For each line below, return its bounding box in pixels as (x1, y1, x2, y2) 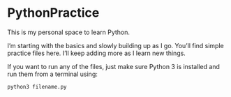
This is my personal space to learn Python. (7, 28, 131, 36)
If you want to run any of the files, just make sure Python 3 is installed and (7, 62, 220, 70)
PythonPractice (7, 5, 100, 21)
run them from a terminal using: (7, 70, 98, 78)
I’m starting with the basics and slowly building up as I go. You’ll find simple (7, 41, 225, 50)
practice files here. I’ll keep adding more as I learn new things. (7, 49, 186, 57)
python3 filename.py (7, 83, 68, 90)
